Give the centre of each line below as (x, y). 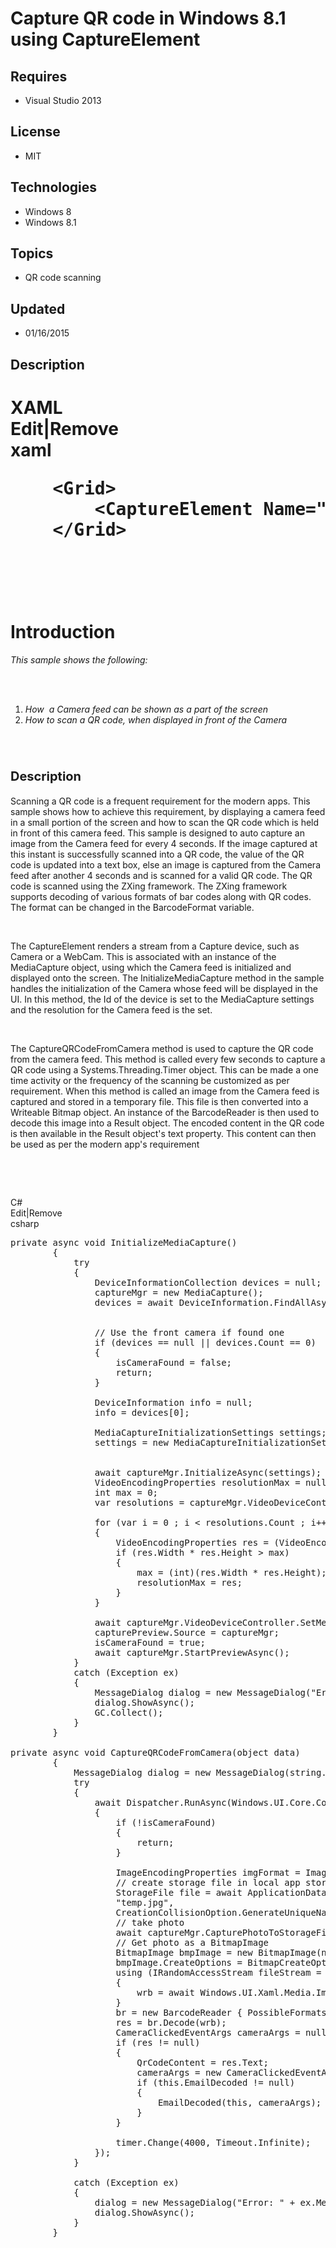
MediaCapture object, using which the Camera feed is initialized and (151, 967)
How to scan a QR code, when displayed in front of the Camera (156, 719)
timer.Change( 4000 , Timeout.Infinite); (213, 2142)
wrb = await (166, 1992)
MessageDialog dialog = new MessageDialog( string (197, 1772)
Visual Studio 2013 (63, 100)
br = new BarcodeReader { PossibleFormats (221, 2012)
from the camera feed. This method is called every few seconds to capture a (168, 1059)
